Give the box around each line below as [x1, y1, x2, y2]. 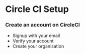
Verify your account [12, 38, 54, 44]
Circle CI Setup [5, 3, 69, 15]
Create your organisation [12, 43, 64, 49]
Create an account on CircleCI [5, 21, 80, 28]
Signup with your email [12, 32, 60, 38]
